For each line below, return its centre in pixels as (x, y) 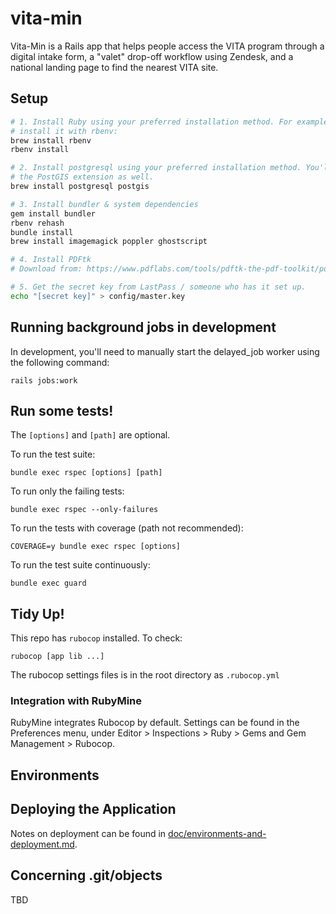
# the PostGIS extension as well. (82, 177)
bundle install (42, 232)
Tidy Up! (37, 613)
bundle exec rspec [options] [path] (86, 473)
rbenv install (40, 150)
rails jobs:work (44, 380)
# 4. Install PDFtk (51, 260)
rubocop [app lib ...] (57, 657)
